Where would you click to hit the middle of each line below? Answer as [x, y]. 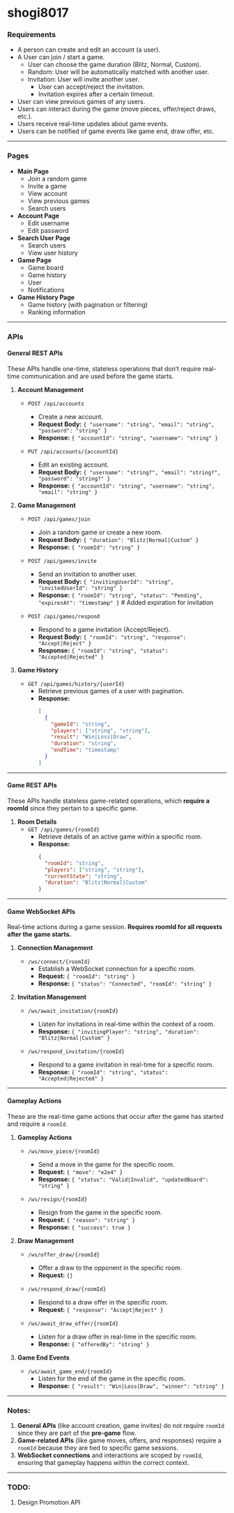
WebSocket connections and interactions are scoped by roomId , [110, 1455]
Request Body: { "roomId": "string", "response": [112, 637]
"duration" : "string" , [84, 744]
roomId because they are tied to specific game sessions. [98, 1447]
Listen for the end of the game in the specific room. [112, 1378]
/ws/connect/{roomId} [59, 962]
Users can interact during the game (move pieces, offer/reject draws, [117, 109]
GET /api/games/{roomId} [64, 829]
